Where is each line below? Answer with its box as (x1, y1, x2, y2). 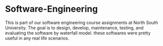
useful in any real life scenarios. (5, 35, 70, 41)
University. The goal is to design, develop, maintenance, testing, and (5, 24, 144, 30)
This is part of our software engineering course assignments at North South (5, 20, 158, 25)
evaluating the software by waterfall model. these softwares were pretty (5, 30, 151, 36)
